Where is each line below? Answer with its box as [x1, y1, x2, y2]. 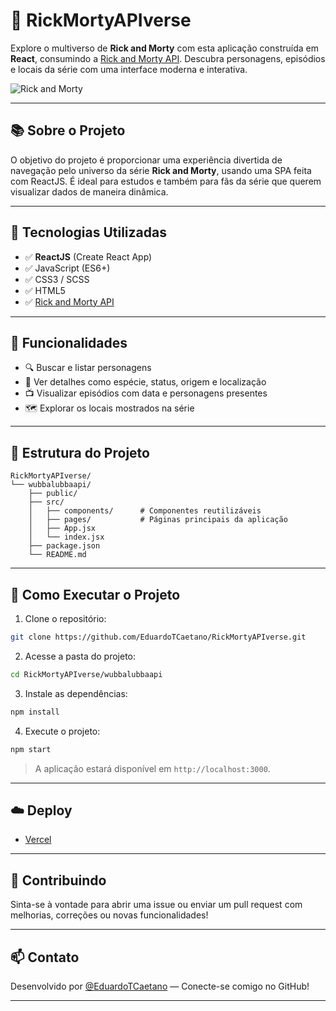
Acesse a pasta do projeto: [24, 650, 137, 662]
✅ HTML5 [24, 284, 66, 296]
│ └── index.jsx [28, 532, 105, 543]
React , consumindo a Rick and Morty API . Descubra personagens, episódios [10, 52, 326, 64]
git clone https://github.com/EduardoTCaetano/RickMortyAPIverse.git [10, 632, 307, 642]
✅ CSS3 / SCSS [24, 273, 90, 285]
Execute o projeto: [24, 725, 101, 737]
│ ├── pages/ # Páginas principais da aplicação [28, 515, 288, 525]
